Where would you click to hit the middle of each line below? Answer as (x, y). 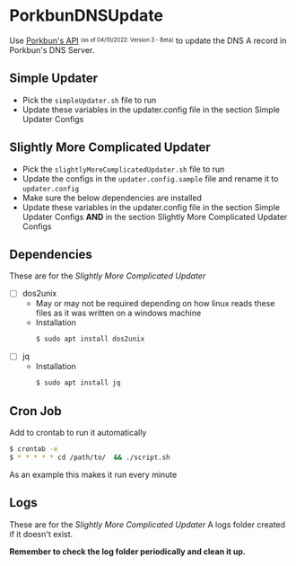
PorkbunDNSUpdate (87, 16)
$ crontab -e (34, 449)
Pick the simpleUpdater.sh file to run (89, 100)
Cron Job (35, 411)
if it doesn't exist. (41, 534)
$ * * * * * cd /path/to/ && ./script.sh (90, 457)
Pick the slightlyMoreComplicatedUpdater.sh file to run (123, 169)
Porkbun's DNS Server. (52, 49)
